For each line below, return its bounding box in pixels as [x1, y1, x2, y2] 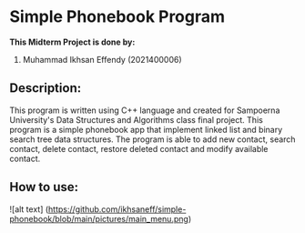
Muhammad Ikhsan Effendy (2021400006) [22, 54, 182, 65]
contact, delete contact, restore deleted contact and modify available [9, 143, 269, 154]
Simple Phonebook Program [9, 6, 226, 27]
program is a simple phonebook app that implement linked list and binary [9, 124, 283, 135]
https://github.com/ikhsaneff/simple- [48, 203, 187, 215]
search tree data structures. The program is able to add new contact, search [9, 134, 296, 145]
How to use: [9, 179, 79, 195]
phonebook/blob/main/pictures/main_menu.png [9, 213, 189, 224]
